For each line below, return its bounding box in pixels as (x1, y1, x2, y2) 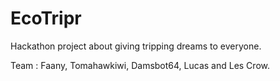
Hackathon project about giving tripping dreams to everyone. (10, 40, 262, 52)
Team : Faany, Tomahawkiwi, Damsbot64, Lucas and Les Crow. (10, 59, 270, 71)
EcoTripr (10, 7, 82, 30)
